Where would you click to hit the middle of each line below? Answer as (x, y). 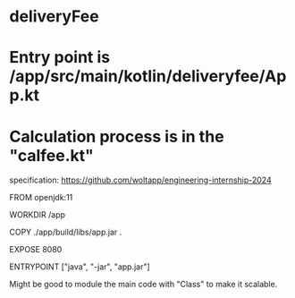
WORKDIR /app (37, 215)
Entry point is (60, 58)
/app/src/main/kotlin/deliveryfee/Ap (148, 77)
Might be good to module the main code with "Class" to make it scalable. (143, 285)
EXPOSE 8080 (36, 250)
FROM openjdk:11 (41, 198)
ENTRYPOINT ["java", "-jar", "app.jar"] (80, 267)
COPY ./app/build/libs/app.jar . (66, 232)
